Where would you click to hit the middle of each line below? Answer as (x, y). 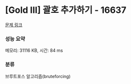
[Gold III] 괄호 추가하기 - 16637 (66, 10)
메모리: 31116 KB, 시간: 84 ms (34, 50)
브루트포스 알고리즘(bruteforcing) (38, 76)
